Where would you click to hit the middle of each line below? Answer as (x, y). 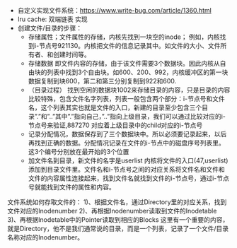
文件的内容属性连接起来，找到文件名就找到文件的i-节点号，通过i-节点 (129, 178)
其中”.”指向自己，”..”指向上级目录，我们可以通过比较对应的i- (140, 116)
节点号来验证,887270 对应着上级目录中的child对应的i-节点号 (115, 125)
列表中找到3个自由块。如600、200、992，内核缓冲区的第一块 (138, 72)
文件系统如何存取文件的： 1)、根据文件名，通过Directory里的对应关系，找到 (117, 202)
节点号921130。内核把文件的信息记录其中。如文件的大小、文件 (129, 46)
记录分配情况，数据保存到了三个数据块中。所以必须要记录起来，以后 (127, 134)
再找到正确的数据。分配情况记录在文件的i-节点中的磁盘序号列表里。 (126, 143)
